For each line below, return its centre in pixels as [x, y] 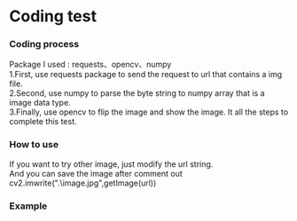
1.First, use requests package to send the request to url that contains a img [146, 75]
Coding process [44, 44]
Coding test [53, 16]
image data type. [40, 103]
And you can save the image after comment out [96, 173]
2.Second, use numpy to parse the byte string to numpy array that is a [137, 93]
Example [28, 206]
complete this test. [43, 122]
